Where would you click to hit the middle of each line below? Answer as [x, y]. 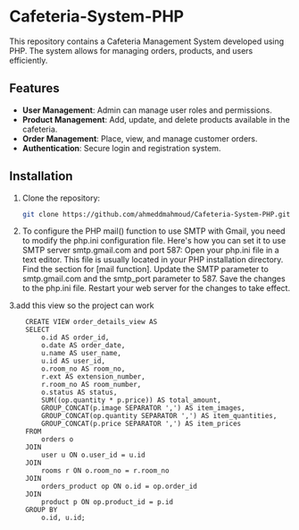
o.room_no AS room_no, [83, 369]
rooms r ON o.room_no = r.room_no [105, 471]
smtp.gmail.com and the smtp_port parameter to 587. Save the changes [154, 278]
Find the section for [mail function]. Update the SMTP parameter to [145, 269]
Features [34, 88]
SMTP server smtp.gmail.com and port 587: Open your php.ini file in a [150, 250]
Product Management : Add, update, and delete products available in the [156, 119]
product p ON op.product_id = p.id [108, 502]
